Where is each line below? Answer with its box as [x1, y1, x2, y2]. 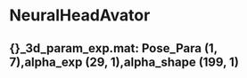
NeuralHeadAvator [9, 5, 151, 26]
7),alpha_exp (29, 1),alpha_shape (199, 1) [9, 54, 239, 69]
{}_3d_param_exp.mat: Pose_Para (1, [9, 41, 218, 56]
